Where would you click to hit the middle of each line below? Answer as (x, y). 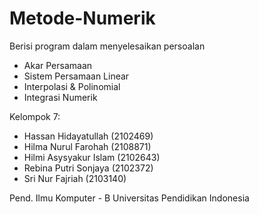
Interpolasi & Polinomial (72, 86)
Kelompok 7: (35, 116)
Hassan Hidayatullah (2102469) (88, 136)
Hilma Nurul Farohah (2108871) (87, 146)
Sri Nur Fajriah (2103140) (75, 178)
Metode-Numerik (82, 18)
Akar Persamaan (58, 65)
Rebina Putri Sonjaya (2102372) (88, 168)
